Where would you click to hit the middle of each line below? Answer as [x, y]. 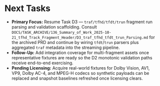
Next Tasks [28, 8]
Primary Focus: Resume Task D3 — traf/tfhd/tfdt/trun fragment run [82, 22]
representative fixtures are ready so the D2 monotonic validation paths [82, 57]
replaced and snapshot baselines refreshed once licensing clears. [77, 78]
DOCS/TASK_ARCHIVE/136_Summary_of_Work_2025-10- [61, 32]
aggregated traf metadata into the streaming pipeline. [65, 47]
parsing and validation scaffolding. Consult [54, 27]
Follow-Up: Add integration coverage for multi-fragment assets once [80, 52]
